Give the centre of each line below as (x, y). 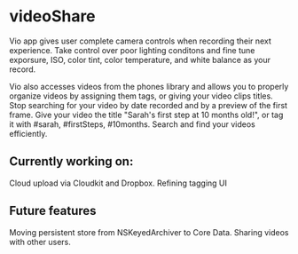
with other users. (40, 242)
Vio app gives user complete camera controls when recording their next (141, 41)
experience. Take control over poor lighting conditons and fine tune (132, 50)
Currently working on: (71, 162)
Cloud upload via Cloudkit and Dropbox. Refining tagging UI (118, 183)
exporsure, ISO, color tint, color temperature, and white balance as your (140, 60)
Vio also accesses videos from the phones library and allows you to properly (149, 86)
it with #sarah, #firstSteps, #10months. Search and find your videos (132, 124)
